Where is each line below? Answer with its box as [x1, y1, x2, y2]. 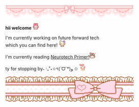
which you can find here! [5, 42, 58, 48]
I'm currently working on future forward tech [5, 35, 100, 41]
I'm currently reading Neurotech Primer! [5, 54, 90, 60]
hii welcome [5, 25, 32, 31]
